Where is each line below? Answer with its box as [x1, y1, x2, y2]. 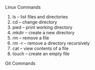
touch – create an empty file [12, 51, 70, 57]
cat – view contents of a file [12, 46, 69, 51]
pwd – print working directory [12, 24, 73, 30]
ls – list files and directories [12, 14, 68, 19]
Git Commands [5, 61, 36, 66]
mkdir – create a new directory [12, 30, 75, 35]
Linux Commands [5, 4, 41, 10]
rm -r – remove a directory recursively [12, 40, 90, 46]
